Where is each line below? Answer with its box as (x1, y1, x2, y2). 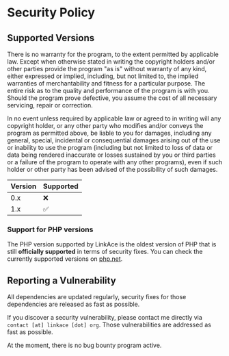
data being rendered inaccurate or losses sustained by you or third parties (7, 151, 217, 159)
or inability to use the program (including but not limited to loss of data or (7, 144, 213, 151)
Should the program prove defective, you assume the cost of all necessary (7, 94, 217, 102)
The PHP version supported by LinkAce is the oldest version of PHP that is (7, 240, 217, 249)
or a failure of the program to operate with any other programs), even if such (7, 158, 223, 166)
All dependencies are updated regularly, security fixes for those (7, 293, 187, 301)
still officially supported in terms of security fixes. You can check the (7, 248, 203, 256)
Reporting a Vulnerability (7, 275, 116, 286)
